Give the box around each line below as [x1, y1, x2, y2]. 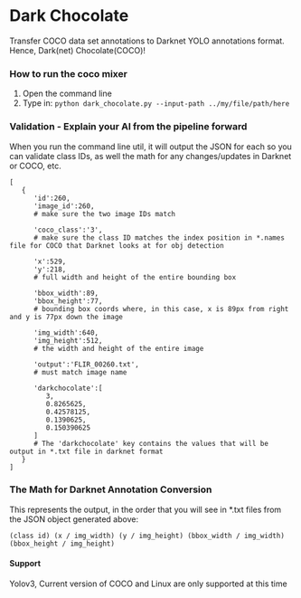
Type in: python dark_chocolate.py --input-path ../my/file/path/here [22, 98, 290, 109]
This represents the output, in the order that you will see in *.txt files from [9, 504, 282, 515]
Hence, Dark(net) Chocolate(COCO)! [9, 44, 146, 55]
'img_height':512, [33, 336, 103, 345]
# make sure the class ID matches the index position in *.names [33, 233, 285, 242]
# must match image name [33, 367, 127, 376]
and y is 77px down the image [9, 312, 124, 321]
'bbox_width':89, [33, 289, 99, 298]
